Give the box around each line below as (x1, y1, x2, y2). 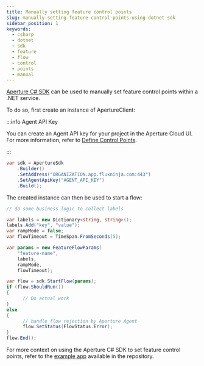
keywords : (6, 26, 32, 32)
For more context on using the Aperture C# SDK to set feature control (6, 346, 181, 353)
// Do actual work (22, 295, 69, 301)
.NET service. (6, 95, 41, 102)
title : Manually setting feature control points (6, 9, 132, 15)
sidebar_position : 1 (6, 20, 59, 26)
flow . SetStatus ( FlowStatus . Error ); (22, 324, 113, 330)
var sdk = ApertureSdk (6, 160, 64, 167)
